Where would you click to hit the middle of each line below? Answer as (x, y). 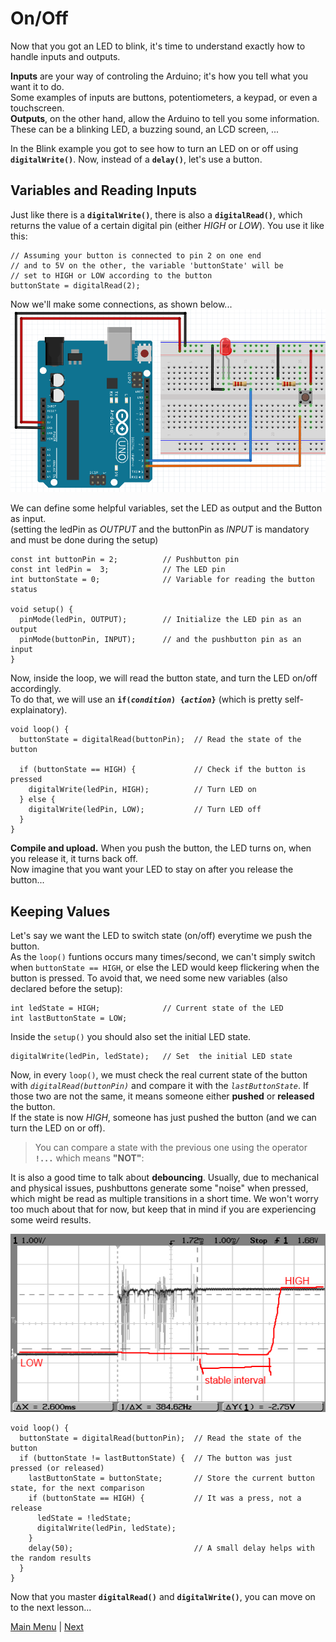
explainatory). (39, 710)
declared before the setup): (66, 989)
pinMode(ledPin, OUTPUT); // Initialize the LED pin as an (160, 620)
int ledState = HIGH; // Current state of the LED (147, 1008)
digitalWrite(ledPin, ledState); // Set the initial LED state (151, 1057)
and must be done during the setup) (84, 540)
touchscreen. (37, 108)
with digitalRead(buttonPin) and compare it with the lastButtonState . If (159, 1086)
